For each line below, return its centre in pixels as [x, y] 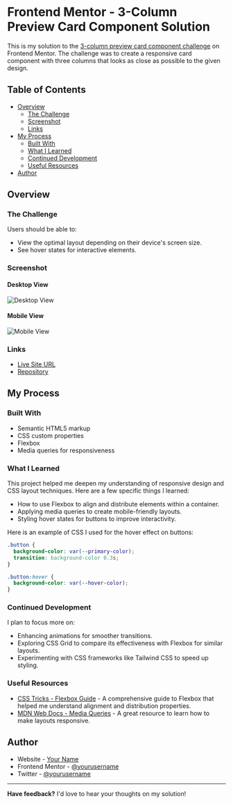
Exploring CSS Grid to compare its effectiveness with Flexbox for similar [120, 643]
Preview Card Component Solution [109, 27]
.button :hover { [31, 577]
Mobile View [25, 316]
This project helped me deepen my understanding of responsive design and [115, 484]
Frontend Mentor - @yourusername [68, 766]
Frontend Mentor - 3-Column [92, 12]
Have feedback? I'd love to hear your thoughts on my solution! [97, 793]
